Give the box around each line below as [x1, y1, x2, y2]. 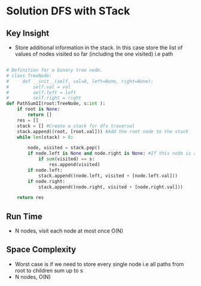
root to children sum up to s [14, 267, 83, 274]
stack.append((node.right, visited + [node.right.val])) [38, 184, 184, 190]
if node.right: [28, 178, 66, 184]
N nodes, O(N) [14, 273, 51, 280]
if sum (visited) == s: [38, 156, 95, 162]
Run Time [6, 211, 43, 221]
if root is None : [17, 106, 60, 112]
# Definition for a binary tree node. [6, 67, 103, 73]
